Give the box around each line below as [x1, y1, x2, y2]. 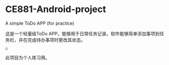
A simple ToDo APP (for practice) [5, 20, 75, 26]
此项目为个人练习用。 [5, 54, 50, 60]
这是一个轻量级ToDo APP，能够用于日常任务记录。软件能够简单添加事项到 [5, 30, 160, 36]
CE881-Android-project [5, 4, 107, 15]
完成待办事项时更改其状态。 [27, 37, 85, 43]
